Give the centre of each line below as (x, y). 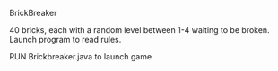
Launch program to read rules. (65, 39)
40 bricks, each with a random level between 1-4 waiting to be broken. (140, 30)
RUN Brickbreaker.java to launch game (81, 56)
